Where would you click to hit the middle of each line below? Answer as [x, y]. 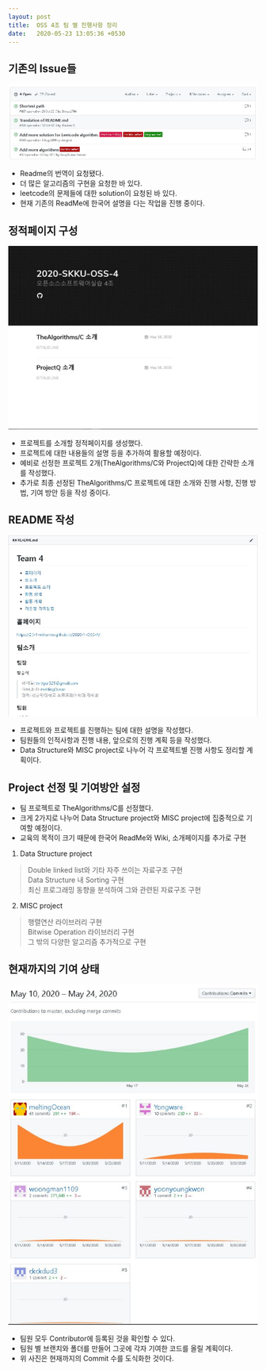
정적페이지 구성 [43, 230]
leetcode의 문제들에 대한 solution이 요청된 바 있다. [99, 194]
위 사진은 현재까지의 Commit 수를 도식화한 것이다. [97, 1358]
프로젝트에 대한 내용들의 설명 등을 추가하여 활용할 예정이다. [110, 453]
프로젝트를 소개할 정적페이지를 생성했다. [81, 443]
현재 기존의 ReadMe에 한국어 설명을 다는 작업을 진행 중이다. [112, 203]
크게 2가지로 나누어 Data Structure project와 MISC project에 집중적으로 [132, 818]
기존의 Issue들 [42, 69]
